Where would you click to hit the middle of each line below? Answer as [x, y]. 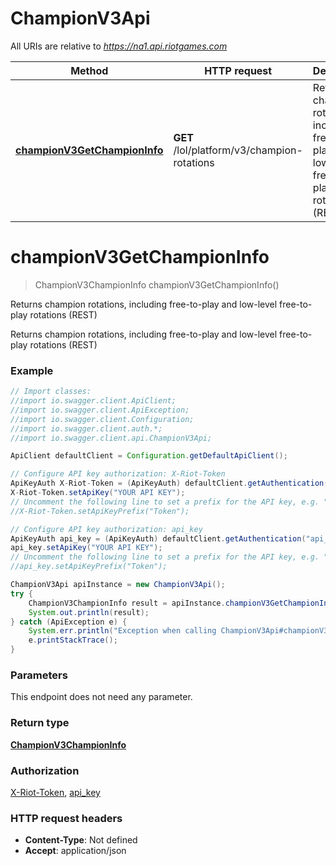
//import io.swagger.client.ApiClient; [93, 401]
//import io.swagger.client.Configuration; [102, 419]
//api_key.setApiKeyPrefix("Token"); [89, 567]
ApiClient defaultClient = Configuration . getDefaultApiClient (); [149, 456]
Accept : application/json [75, 851]
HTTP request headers [66, 818]
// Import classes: [51, 392]
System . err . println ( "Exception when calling [122, 631]
